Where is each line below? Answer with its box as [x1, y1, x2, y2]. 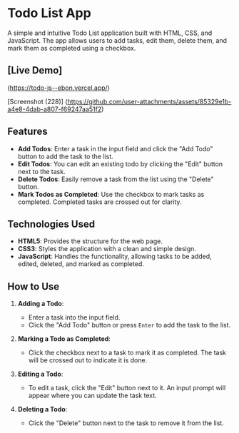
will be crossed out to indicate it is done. [28, 356, 148, 365]
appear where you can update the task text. [28, 391, 157, 400]
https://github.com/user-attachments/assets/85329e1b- [67, 97, 232, 106]
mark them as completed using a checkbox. [7, 44, 136, 52]
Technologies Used [7, 218, 95, 230]
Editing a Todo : [17, 370, 63, 379]
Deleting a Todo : [17, 405, 68, 414]
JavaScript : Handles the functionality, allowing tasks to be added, [17, 252, 212, 261]
